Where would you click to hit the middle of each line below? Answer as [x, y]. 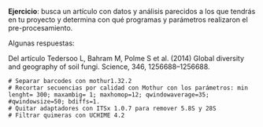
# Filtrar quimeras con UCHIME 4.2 [67, 115]
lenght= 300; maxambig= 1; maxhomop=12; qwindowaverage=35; [109, 95]
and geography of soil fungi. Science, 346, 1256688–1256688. [109, 67]
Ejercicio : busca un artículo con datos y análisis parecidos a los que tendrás [132, 11]
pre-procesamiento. [41, 28]
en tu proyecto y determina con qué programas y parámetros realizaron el [128, 20]
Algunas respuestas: [41, 43]
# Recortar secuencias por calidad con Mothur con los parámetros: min [128, 88]
